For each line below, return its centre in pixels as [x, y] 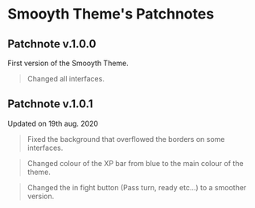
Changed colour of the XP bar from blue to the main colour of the [135, 163]
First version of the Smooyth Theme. [68, 63]
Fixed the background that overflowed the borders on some [126, 139]
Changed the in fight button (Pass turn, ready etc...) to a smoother [137, 187]
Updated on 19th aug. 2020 [53, 123]
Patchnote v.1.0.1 [50, 104]
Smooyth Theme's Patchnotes [111, 14]
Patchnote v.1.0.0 [52, 44]
